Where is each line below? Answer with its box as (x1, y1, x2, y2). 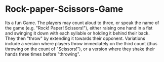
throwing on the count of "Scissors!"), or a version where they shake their (5, 46, 155, 52)
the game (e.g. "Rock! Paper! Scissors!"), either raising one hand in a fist (5, 25, 153, 31)
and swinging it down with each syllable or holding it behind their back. (5, 30, 150, 36)
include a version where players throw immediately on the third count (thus (5, 40, 158, 46)
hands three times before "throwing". (5, 51, 81, 57)
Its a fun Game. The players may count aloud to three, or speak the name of (5, 20, 160, 26)
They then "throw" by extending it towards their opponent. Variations (5, 35, 146, 41)
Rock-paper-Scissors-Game (5, 3, 123, 15)
